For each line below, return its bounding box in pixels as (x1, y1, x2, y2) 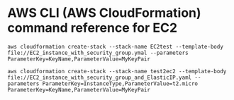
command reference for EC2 (7, 20, 178, 36)
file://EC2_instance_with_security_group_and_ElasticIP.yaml (7, 74, 192, 81)
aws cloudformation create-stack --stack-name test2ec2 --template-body (7, 68, 227, 75)
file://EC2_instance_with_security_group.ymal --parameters (7, 49, 189, 56)
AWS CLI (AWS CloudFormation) (7, 5, 201, 21)
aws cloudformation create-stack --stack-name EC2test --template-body (7, 43, 223, 50)
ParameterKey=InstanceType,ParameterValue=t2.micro (42, 80, 199, 87)
